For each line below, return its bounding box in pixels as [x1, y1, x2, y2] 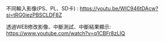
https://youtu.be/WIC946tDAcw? [79, 5, 159, 12]
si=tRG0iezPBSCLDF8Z [6, 12, 62, 18]
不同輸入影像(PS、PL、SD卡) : [6, 5, 79, 12]
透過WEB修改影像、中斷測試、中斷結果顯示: [6, 24, 111, 30]
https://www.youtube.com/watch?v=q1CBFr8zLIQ [6, 30, 125, 36]
